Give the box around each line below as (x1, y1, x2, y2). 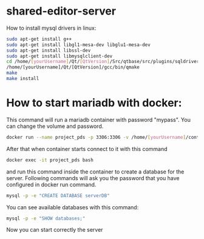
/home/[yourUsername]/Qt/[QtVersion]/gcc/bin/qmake (6, 64, 140, 70)
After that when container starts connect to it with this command (6, 145, 168, 152)
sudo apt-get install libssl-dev (6, 47, 91, 53)
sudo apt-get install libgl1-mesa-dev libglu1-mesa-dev (6, 41, 151, 48)
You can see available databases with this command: (6, 203, 139, 210)
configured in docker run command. (6, 181, 97, 188)
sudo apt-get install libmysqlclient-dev (6, 53, 113, 59)
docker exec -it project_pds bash (6, 157, 94, 163)
